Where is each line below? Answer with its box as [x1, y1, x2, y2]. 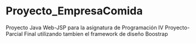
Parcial [5, 30, 23, 37]
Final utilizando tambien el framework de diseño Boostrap [24, 30, 168, 37]
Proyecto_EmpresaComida [5, 4, 143, 18]
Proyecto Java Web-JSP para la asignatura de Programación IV [5, 24, 164, 31]
